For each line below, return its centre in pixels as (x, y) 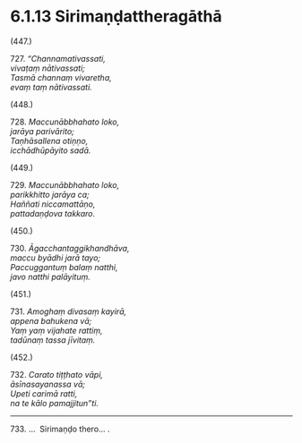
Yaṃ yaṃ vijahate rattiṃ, (56, 330)
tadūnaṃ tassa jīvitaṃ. (53, 340)
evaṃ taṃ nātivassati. (51, 87)
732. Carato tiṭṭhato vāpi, (57, 374)
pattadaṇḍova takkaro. (53, 213)
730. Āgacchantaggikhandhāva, (70, 248)
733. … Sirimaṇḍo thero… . (60, 429)
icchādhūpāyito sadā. (51, 150)
